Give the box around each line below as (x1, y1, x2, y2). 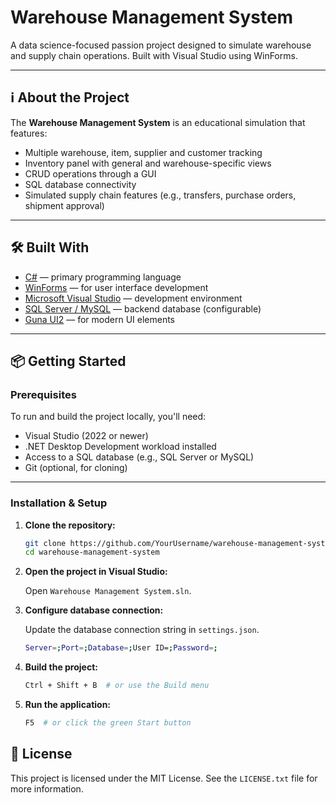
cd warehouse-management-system (24, 547, 160, 558)
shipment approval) (24, 199, 105, 211)
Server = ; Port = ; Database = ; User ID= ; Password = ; (24, 643, 218, 653)
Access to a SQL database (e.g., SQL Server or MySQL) (24, 451, 255, 463)
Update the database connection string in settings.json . (24, 624, 260, 636)
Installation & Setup (10, 496, 108, 510)
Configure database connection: (24, 604, 164, 616)
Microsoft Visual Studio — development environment (24, 292, 243, 304)
